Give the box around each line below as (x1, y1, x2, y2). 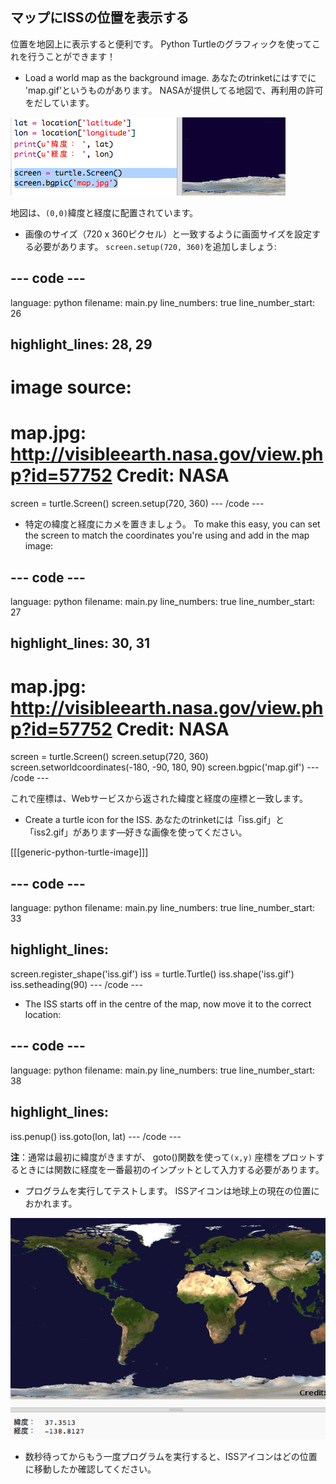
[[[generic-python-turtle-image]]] (10, 846, 149, 858)
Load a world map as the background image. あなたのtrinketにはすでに (24, 71, 317, 83)
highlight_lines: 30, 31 (10, 635, 150, 652)
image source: (10, 376, 132, 399)
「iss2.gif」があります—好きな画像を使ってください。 (24, 826, 248, 838)
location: (24, 1008, 62, 1020)
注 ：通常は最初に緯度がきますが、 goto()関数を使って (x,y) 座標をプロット (10, 1151, 317, 1163)
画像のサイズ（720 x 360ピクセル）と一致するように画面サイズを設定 (24, 228, 312, 240)
